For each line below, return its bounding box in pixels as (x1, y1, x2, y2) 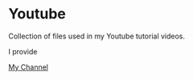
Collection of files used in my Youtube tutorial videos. (8, 31, 186, 41)
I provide (8, 46, 38, 56)
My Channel (8, 62, 48, 72)
